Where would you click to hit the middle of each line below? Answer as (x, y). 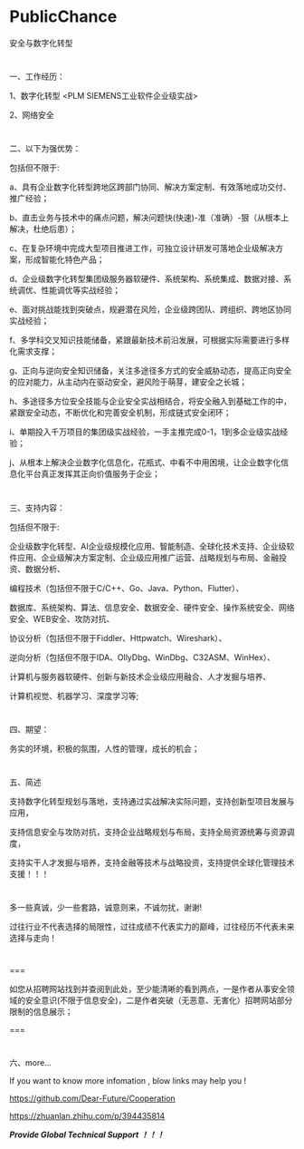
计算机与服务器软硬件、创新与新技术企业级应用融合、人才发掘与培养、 (140, 677)
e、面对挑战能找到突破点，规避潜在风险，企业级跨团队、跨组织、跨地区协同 (151, 309)
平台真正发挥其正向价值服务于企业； (92, 474)
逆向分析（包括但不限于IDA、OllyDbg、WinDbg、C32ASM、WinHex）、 (142, 657)
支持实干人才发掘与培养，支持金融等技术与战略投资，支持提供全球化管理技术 (152, 862)
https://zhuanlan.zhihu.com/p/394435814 (87, 1116)
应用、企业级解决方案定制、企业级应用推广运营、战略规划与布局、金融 (147, 557)
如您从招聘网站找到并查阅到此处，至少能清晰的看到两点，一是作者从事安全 (148, 989)
